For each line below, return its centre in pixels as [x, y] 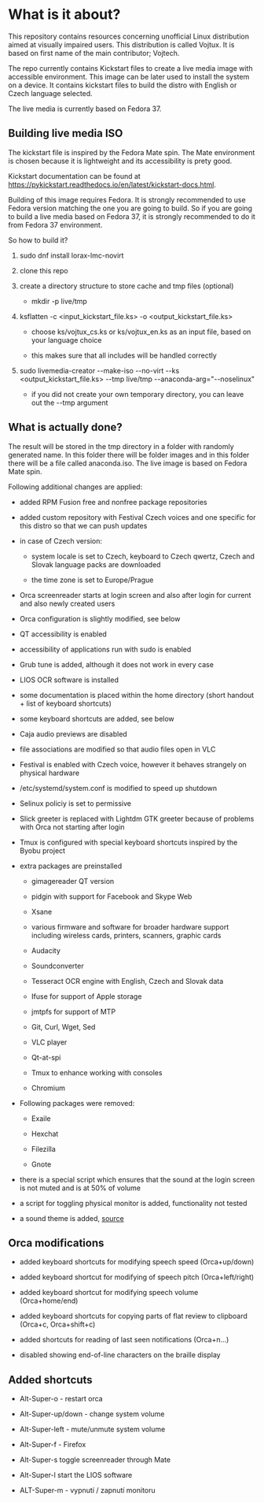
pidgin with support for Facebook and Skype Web [112, 896]
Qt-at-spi [46, 1057]
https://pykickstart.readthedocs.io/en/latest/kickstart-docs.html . [112, 184]
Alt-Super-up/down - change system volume [92, 1414]
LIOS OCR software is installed [69, 680]
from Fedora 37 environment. [55, 225]
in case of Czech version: [61, 540]
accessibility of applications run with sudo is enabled [105, 649]
